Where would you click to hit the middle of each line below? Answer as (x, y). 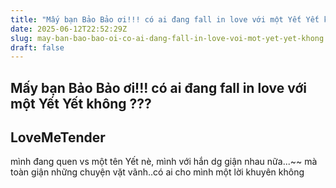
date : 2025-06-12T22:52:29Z (69, 29)
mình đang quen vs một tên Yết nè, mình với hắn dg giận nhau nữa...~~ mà (164, 162)
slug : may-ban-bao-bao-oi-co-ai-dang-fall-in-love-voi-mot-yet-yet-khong (167, 38)
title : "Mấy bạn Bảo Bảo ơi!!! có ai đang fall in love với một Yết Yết (165, 19)
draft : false (37, 47)
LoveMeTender (58, 137)
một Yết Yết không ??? (81, 103)
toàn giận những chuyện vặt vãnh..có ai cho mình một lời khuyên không (157, 172)
